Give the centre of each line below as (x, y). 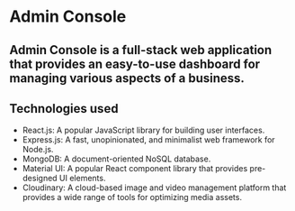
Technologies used (64, 109)
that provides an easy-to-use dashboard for (135, 64)
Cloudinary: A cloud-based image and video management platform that (154, 188)
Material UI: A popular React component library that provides (135, 169)
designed (40, 179)
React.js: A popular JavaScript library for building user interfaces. (143, 130)
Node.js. (38, 150)
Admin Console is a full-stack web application (141, 50)
